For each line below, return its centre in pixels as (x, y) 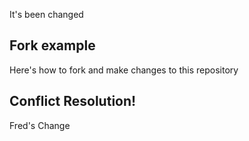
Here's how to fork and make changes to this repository (124, 70)
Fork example (52, 45)
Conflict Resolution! (73, 101)
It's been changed (46, 14)
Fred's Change (40, 125)
